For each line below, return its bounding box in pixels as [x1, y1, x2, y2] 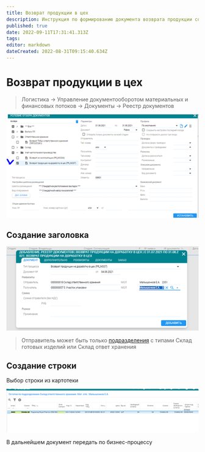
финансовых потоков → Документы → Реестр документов [21, 102, 174, 109]
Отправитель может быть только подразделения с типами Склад [21, 336, 192, 344]
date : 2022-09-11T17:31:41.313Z [6, 29, 88, 35]
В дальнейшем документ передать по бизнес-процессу [6, 439, 153, 446]
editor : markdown [6, 42, 51, 48]
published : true [6, 23, 48, 29]
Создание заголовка [6, 229, 90, 240]
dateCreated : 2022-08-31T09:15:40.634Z [6, 49, 108, 55]
